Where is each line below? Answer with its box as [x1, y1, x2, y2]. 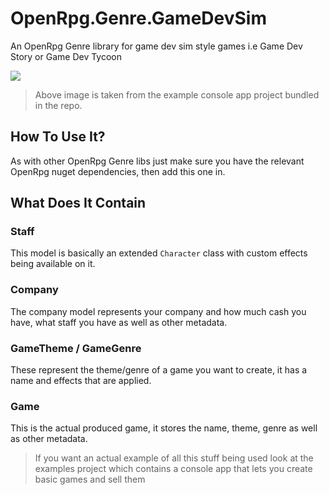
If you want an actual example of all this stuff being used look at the [34, 452, 314, 464]
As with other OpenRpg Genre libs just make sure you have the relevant [10, 155, 305, 167]
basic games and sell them [34, 473, 146, 486]
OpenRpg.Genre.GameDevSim [10, 7, 267, 30]
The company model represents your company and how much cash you [10, 305, 307, 317]
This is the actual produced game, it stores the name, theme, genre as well [10, 422, 318, 434]
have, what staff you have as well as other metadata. [10, 316, 228, 328]
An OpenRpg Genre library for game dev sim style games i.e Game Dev [10, 40, 303, 52]
